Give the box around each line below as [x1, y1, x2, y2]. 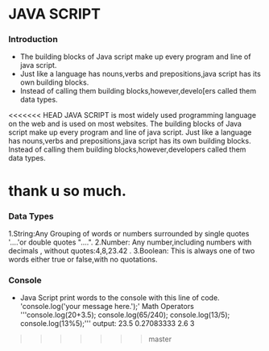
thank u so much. [8, 182, 127, 200]
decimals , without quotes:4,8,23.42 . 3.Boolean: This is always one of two [8, 245, 255, 255]
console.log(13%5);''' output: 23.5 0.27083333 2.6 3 [19, 319, 195, 328]
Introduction [8, 34, 58, 45]
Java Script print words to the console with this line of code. [19, 293, 220, 303]
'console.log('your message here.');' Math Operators [19, 302, 195, 311]
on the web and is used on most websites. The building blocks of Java [8, 119, 242, 129]
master [148, 334, 172, 344]
